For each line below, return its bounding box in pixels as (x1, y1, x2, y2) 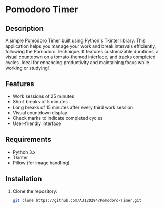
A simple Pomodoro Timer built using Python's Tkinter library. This (5, 37, 146, 44)
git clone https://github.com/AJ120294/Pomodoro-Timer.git (12, 198, 142, 203)
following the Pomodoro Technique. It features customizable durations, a (5, 49, 159, 54)
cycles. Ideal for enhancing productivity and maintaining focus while (5, 59, 150, 65)
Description (5, 24, 44, 33)
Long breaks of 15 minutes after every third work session (12, 104, 133, 110)
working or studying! (5, 65, 49, 71)
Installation (5, 175, 42, 183)
